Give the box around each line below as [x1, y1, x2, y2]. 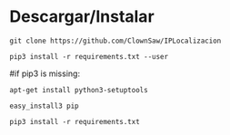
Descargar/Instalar [9, 6, 155, 27]
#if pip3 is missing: [9, 68, 80, 79]
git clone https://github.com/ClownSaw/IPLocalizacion [9, 36, 222, 45]
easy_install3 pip [9, 101, 79, 111]
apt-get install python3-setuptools [9, 85, 148, 94]
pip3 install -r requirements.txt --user [9, 52, 169, 61]
